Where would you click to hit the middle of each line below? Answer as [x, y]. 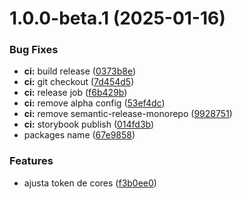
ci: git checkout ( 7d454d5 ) [79, 82]
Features [31, 161]
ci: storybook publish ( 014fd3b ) [89, 124]
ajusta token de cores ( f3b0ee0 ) [90, 183]
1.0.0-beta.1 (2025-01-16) [117, 18]
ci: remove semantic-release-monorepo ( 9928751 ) [128, 114]
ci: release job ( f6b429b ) [75, 93]
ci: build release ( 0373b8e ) [80, 71]
